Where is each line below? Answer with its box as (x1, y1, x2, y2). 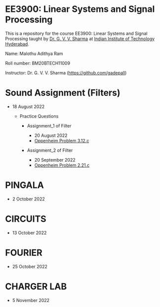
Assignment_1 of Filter (27, 123, 72, 128)
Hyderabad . (5, 41, 30, 47)
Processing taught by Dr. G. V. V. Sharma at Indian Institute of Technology (5, 36, 155, 42)
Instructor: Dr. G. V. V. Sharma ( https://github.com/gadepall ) (5, 69, 127, 75)
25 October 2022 (12, 263, 48, 269)
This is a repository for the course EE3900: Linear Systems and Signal (5, 30, 148, 36)
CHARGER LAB (5, 281, 67, 292)
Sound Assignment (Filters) (5, 87, 120, 99)
